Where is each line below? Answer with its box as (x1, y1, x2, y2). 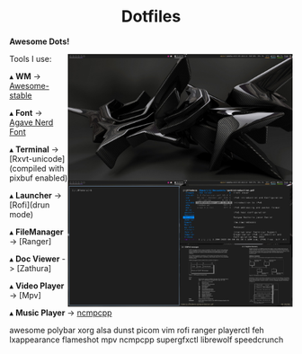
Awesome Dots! (9, 36, 70, 47)
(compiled (9, 163, 47, 173)
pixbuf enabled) (9, 173, 68, 183)
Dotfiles (120, 6, 182, 27)
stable (9, 90, 33, 101)
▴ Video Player (9, 280, 65, 291)
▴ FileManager (9, 226, 65, 237)
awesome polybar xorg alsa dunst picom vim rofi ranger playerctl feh (9, 324, 265, 335)
